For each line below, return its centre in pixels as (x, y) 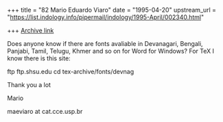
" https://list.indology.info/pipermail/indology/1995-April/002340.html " (106, 17)
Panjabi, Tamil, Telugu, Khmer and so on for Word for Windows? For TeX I (111, 51)
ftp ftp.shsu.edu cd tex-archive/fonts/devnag (71, 72)
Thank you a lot (29, 85)
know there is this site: (39, 58)
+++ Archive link (31, 30)
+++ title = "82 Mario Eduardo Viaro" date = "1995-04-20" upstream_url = (112, 10)
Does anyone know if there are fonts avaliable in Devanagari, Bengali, (105, 44)
